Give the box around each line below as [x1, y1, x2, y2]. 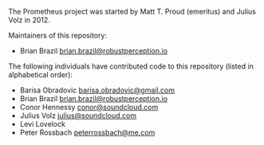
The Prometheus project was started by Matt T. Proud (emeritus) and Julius [8, 7, 257, 16]
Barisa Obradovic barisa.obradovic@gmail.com [19, 85, 175, 95]
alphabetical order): [8, 70, 73, 79]
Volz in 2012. [8, 15, 50, 25]
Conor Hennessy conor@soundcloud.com [19, 103, 159, 112]
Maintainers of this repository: [8, 31, 108, 40]
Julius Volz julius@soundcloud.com [19, 111, 137, 120]
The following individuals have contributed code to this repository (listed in [8, 61, 254, 71]
